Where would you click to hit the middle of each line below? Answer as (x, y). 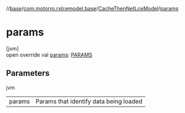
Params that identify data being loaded (89, 101)
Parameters (28, 73)
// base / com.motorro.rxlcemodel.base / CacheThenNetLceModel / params (92, 9)
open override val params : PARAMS (49, 55)
